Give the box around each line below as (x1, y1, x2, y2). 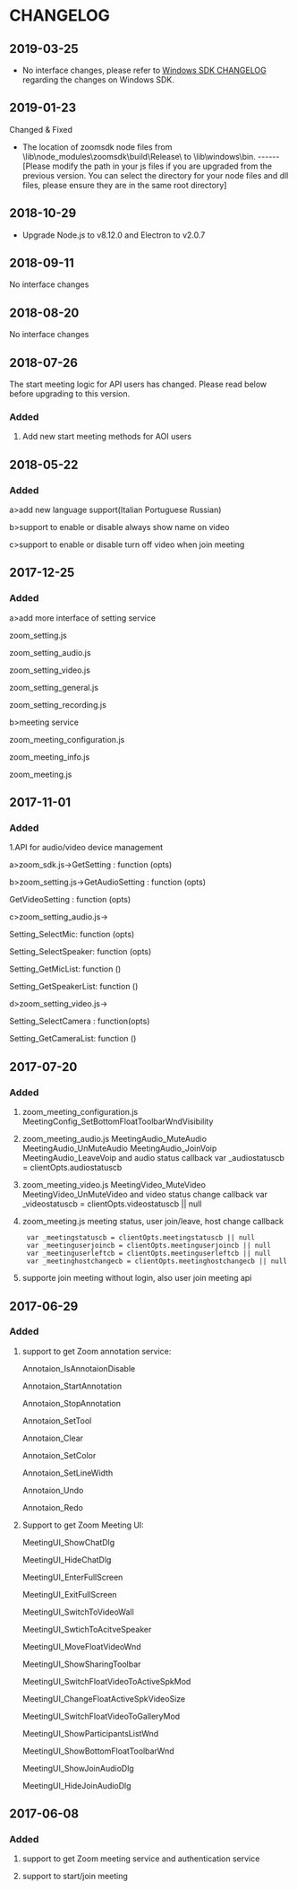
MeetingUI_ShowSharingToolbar (21, 1659, 141, 1669)
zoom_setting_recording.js (9, 699, 107, 710)
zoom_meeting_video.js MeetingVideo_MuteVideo (21, 1180, 206, 1190)
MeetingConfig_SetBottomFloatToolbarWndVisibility (21, 1116, 214, 1127)
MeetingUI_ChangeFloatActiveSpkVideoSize (21, 1693, 186, 1704)
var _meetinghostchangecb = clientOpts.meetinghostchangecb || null (26, 1257, 288, 1266)
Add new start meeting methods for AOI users (21, 431, 192, 442)
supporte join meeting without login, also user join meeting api (21, 1273, 252, 1284)
